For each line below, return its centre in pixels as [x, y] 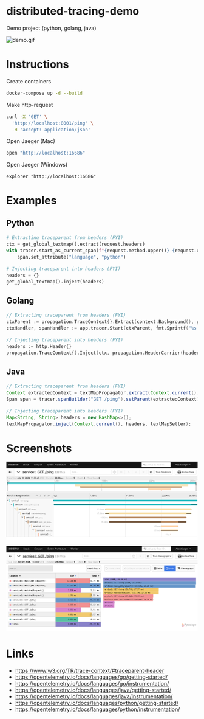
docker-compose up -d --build [45, 93]
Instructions [38, 64]
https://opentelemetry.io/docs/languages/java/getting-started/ [93, 690]
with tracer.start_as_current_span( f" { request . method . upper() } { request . [102, 251]
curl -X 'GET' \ [27, 117]
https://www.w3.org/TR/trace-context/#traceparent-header [90, 670]
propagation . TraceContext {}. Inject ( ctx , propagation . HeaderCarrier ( [95, 353]
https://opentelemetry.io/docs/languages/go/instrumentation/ [92, 683]
